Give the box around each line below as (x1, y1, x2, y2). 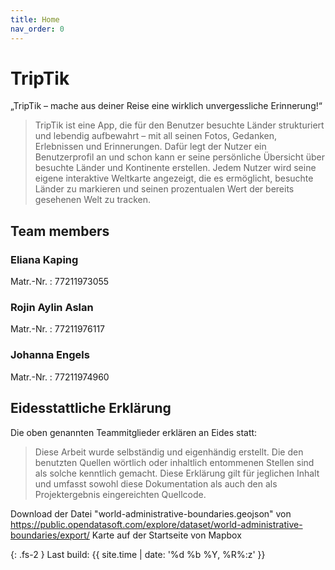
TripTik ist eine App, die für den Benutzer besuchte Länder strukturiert (34, 119, 325, 131)
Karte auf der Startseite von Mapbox (91, 529, 242, 541)
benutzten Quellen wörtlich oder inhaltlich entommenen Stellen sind (34, 456, 315, 468)
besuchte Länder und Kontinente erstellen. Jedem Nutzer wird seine (34, 162, 317, 174)
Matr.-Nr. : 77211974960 (10, 371, 110, 383)
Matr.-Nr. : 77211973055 (10, 276, 110, 288)
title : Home (10, 14, 60, 25)
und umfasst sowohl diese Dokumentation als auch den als (34, 477, 278, 490)
